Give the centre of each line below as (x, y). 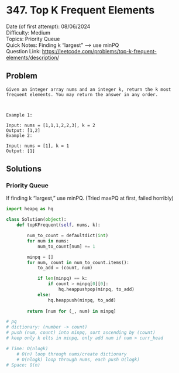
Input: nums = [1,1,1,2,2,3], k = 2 (51, 125)
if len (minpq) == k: (62, 279)
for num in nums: (48, 241)
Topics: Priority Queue (33, 39)
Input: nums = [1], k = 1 (37, 146)
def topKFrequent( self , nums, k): (58, 225)
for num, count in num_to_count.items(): (78, 262)
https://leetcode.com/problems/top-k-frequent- (99, 51)
